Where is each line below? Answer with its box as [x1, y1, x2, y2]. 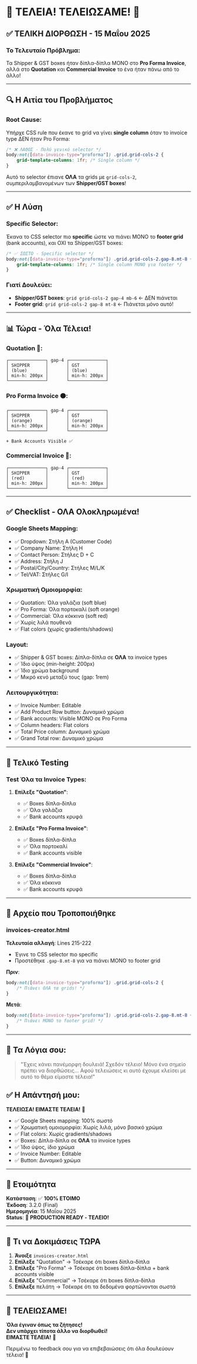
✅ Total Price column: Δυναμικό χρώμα [14, 728, 110, 735]
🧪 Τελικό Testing [6, 757, 69, 767]
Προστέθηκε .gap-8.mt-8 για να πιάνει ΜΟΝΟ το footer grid [14, 957, 161, 964]
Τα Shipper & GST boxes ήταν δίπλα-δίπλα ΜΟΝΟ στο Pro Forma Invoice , [6, 59, 186, 66]
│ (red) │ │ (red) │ [6, 475, 109, 481]
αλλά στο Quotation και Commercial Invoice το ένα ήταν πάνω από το [6, 66, 180, 73]
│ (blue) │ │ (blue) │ [6, 368, 109, 374]
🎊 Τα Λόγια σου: [6, 1045, 66, 1055]
